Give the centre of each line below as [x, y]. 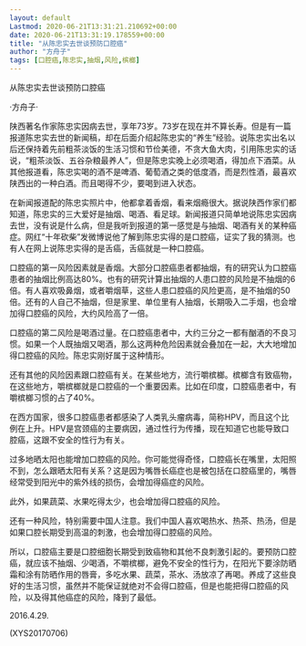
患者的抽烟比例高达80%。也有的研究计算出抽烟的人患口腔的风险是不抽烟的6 [153, 279]
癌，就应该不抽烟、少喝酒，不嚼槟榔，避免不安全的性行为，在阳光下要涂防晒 [153, 563]
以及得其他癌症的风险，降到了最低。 [93, 597]
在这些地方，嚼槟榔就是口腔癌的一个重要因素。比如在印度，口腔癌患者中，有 [153, 386]
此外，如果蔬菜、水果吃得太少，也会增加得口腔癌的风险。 [117, 501]
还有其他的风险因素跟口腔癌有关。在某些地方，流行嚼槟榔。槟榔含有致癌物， [153, 375]
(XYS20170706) [39, 633]
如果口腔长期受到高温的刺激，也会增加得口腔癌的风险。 [113, 532]
